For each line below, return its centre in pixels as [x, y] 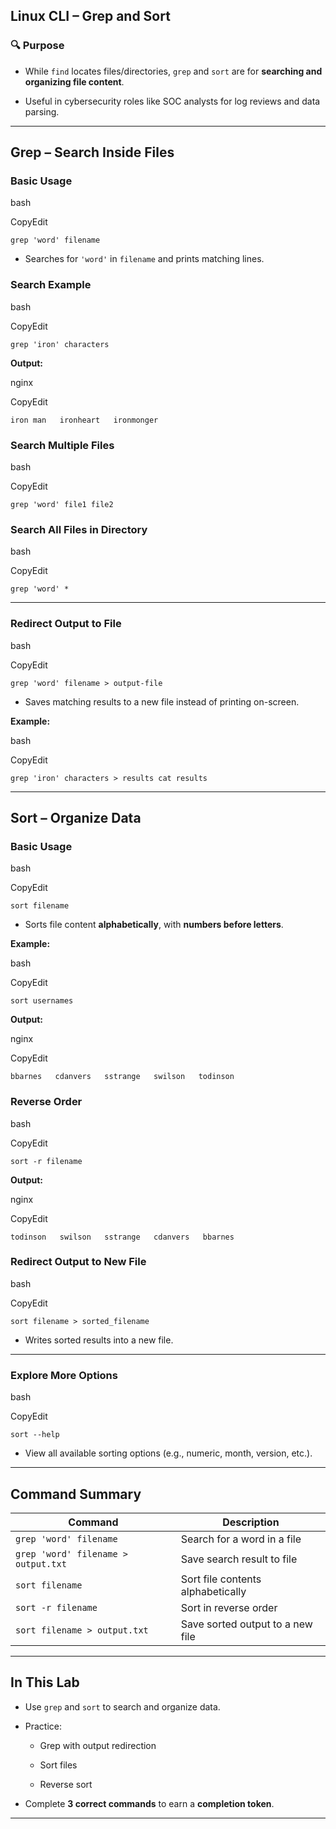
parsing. [42, 111]
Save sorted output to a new [246, 1624]
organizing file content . [74, 81]
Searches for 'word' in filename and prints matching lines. [144, 259]
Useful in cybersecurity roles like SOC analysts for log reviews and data [172, 101]
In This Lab [45, 1682]
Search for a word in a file [241, 1539]
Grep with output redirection [98, 1745]
